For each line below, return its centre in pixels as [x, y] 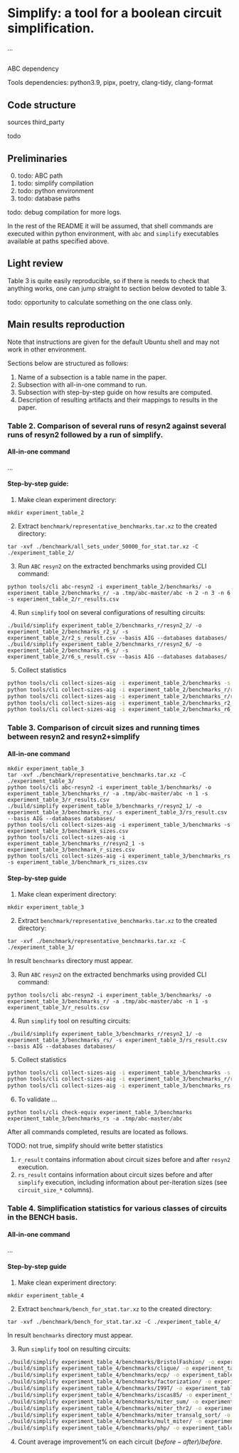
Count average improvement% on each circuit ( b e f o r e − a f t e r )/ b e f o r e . [120, 1442]
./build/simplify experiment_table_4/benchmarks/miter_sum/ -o [103, 1402]
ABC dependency [33, 68]
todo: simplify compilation [55, 183]
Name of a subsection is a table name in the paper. [92, 377]
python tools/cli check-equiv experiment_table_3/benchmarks [100, 1113]
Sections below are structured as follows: [68, 363]
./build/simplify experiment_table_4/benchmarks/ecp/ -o [94, 1375]
